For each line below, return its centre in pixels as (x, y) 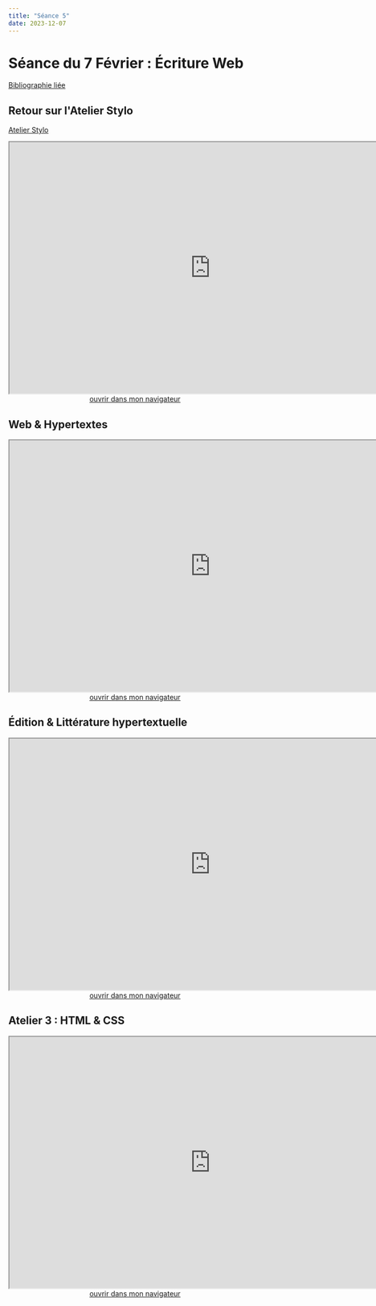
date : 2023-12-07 (37, 23)
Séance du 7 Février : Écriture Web (126, 63)
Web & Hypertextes (58, 424)
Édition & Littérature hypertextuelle (98, 722)
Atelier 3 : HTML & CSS (67, 1021)
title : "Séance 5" (39, 16)
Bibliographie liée (37, 85)
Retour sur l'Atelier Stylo (71, 111)
